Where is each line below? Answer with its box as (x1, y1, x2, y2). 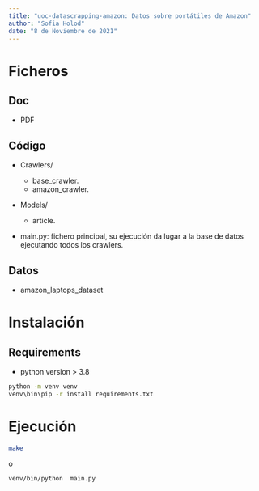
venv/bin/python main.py (8, 474, 96, 482)
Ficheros (8, 61, 69, 80)
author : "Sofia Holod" (8, 19, 85, 28)
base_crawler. (32, 176, 79, 186)
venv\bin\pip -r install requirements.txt (8, 390, 154, 398)
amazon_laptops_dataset (19, 285, 104, 294)
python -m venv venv (8, 383, 79, 391)
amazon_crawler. (32, 184, 89, 194)
